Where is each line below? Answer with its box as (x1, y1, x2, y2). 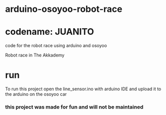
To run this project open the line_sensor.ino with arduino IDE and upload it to (5, 86, 162, 92)
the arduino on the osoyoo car (5, 91, 67, 97)
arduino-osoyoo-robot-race (5, 3, 123, 15)
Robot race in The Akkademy (5, 52, 65, 58)
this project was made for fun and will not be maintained (5, 103, 144, 110)
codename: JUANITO (5, 26, 94, 38)
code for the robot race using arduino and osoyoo (5, 43, 107, 49)
